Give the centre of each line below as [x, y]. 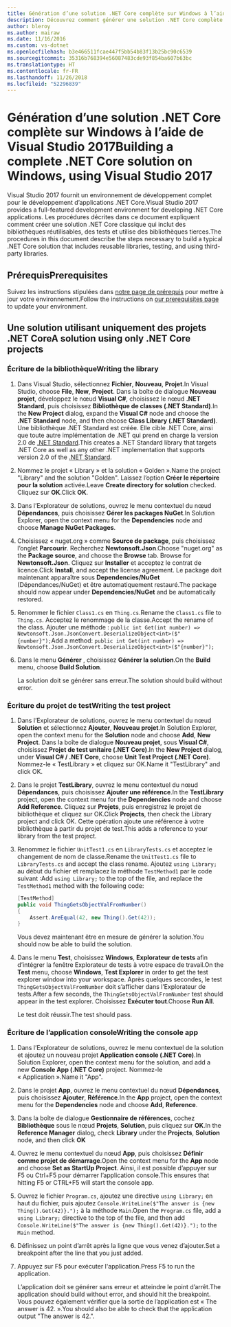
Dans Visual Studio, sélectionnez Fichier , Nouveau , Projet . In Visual [112, 384]
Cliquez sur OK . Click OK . [52, 492]
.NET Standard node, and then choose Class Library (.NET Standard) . [117, 421]
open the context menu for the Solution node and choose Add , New [114, 735]
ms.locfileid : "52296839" [44, 84]
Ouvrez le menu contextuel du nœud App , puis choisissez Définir [110, 1153]
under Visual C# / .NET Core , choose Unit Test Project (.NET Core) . [114, 757]
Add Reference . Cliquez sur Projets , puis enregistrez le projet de [109, 806]
